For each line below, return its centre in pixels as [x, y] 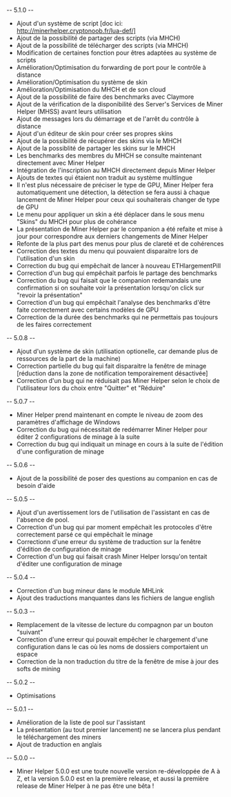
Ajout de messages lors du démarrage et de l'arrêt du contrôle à [108, 119]
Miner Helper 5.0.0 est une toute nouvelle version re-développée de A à [118, 771]
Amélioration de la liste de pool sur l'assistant [81, 722]
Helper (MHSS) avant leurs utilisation [69, 111]
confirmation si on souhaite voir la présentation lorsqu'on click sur [110, 288]
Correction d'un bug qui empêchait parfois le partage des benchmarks [117, 273]
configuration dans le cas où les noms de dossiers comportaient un [112, 647]
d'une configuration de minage [60, 451]
